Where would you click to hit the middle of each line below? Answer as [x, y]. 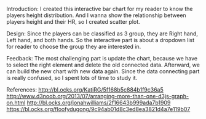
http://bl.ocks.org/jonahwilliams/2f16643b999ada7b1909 [99, 103]
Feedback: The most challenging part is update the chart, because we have [102, 58]
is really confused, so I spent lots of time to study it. [72, 78]
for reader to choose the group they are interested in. [74, 46]
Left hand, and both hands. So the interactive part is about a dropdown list [101, 40]
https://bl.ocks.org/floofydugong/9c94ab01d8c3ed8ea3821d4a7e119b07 [98, 109]
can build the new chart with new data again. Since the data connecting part [103, 71]
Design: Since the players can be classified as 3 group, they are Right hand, [102, 34]
